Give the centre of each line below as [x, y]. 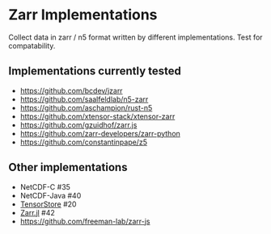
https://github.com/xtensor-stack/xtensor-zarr [97, 116]
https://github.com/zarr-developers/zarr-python [100, 133]
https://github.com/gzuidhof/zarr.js [78, 125]
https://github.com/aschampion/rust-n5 [86, 107]
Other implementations [68, 167]
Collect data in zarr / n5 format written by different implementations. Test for [135, 37]
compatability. [32, 45]
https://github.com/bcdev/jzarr [71, 90]
